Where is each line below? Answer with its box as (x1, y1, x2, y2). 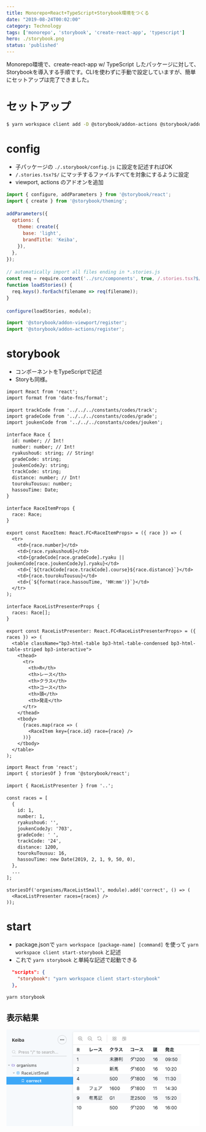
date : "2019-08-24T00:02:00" (6, 16, 81, 23)
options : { (12, 217, 40, 223)
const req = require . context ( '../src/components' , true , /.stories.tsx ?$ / (6, 276, 202, 282)
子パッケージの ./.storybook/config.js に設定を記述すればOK (15, 163, 173, 170)
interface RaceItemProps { (6, 505, 75, 512)
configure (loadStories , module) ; (6, 308, 92, 314)
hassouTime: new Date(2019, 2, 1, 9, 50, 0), (17, 856, 136, 863)
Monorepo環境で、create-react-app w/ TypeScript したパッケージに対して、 (6, 61, 200, 68)
